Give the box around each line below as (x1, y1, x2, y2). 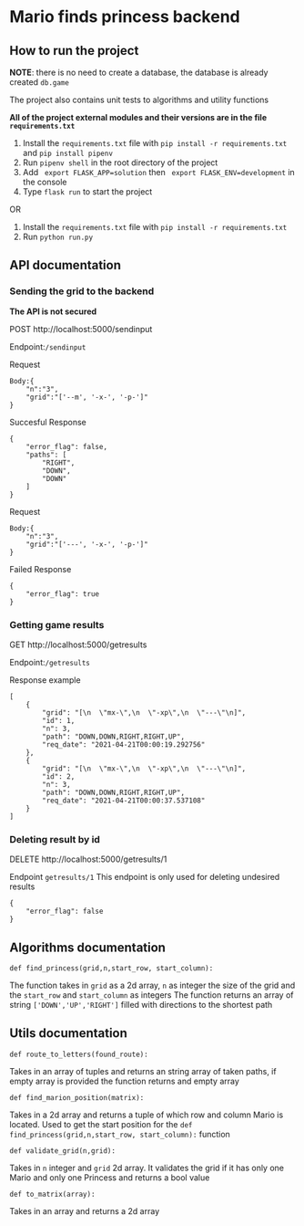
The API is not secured (9, 306, 97, 317)
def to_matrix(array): (9, 1189, 96, 1199)
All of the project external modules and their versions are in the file (9, 112, 268, 122)
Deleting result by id (9, 833, 100, 845)
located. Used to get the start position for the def (9, 1118, 193, 1129)
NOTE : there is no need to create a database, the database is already (9, 67, 269, 78)
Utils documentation (9, 1025, 127, 1042)
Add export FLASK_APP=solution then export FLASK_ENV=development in (22, 167, 296, 177)
